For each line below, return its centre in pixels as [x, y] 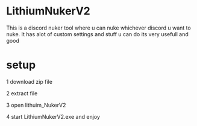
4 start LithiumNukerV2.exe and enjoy [53, 116]
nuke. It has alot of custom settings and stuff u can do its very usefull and [97, 34]
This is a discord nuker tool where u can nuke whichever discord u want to [98, 28]
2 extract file [22, 93]
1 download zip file [30, 81]
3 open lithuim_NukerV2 [36, 105]
